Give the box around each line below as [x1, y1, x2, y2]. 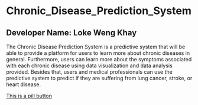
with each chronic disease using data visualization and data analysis [6, 62, 173, 69]
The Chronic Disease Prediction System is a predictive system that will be [6, 43, 186, 50]
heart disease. [6, 81, 41, 88]
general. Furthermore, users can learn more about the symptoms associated [6, 56, 192, 63]
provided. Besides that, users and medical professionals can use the [6, 68, 173, 75]
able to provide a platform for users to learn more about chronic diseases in [6, 50, 190, 57]
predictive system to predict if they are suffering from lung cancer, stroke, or [6, 75, 193, 81]
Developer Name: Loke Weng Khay [6, 28, 137, 38]
